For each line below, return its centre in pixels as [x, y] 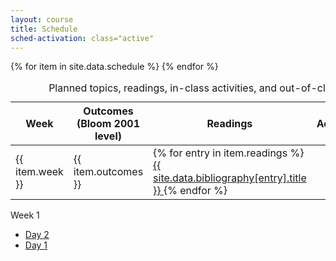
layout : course [42, 19]
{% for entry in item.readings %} [229, 153]
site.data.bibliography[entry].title [230, 178]
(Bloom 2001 [108, 124]
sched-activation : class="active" [82, 38]
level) [108, 136]
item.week [39, 172]
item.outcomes [108, 172]
